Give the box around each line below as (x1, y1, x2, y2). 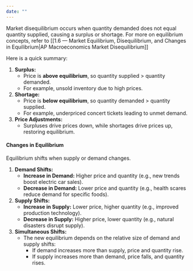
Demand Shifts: (14, 166, 54, 173)
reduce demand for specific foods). (23, 191, 109, 198)
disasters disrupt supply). (23, 222, 85, 229)
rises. (32, 259, 46, 266)
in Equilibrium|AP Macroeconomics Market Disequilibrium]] (6, 43, 149, 50)
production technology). (23, 209, 82, 217)
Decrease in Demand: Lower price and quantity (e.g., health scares (23, 184, 186, 191)
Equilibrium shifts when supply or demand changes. (6, 155, 131, 162)
